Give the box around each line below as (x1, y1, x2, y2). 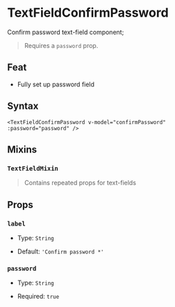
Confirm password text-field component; (7, 28, 124, 36)
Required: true (17, 292, 60, 301)
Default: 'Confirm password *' (17, 247, 104, 255)
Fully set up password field (17, 80, 95, 88)
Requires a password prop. (24, 41, 99, 49)
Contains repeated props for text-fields (24, 179, 137, 187)
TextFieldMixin (7, 164, 59, 172)
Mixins (7, 143, 37, 155)
